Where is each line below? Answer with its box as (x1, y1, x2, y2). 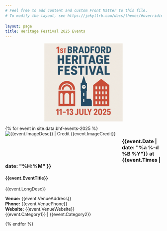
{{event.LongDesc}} (5, 186, 46, 192)
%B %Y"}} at (121, 150, 155, 157)
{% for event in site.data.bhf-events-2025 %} (5, 125, 98, 131)
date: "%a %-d (121, 144, 159, 151)
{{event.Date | (121, 138, 158, 145)
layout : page (5, 24, 32, 29)
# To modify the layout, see (5, 13, 66, 18)
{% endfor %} (5, 221, 34, 227)
